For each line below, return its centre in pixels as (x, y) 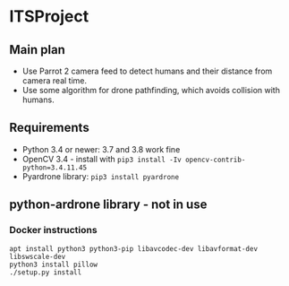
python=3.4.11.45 (55, 168)
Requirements (49, 128)
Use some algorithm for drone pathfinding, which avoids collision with (151, 90)
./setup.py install (46, 272)
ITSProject (49, 17)
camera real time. (55, 81)
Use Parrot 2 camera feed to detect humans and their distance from (147, 71)
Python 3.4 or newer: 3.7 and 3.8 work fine (101, 149)
